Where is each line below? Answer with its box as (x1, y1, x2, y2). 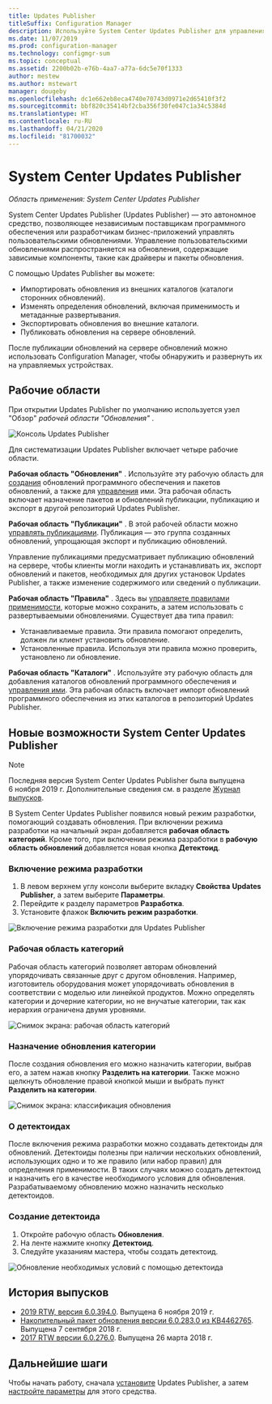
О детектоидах (8, 1121, 70, 1132)
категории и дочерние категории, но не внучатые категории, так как (8, 996, 246, 1006)
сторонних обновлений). (19, 292, 106, 302)
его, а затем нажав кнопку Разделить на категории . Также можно (8, 1068, 240, 1078)
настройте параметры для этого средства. (8, 1386, 157, 1397)
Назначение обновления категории (8, 1040, 156, 1052)
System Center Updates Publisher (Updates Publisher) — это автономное (8, 210, 257, 219)
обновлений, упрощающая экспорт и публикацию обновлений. (8, 536, 227, 547)
